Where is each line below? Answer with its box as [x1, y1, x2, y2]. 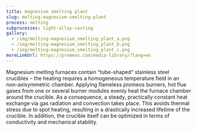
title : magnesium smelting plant [6, 8, 88, 15]
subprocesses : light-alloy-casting [6, 25, 94, 31]
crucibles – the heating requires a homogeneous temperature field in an [6, 75, 179, 82]
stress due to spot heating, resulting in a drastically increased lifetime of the [6, 106, 190, 113]
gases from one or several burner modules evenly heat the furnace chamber [6, 87, 192, 94]
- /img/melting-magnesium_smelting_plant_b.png [11, 42, 131, 48]
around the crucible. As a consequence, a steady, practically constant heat [6, 93, 188, 100]
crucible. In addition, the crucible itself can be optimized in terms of [6, 112, 170, 119]
